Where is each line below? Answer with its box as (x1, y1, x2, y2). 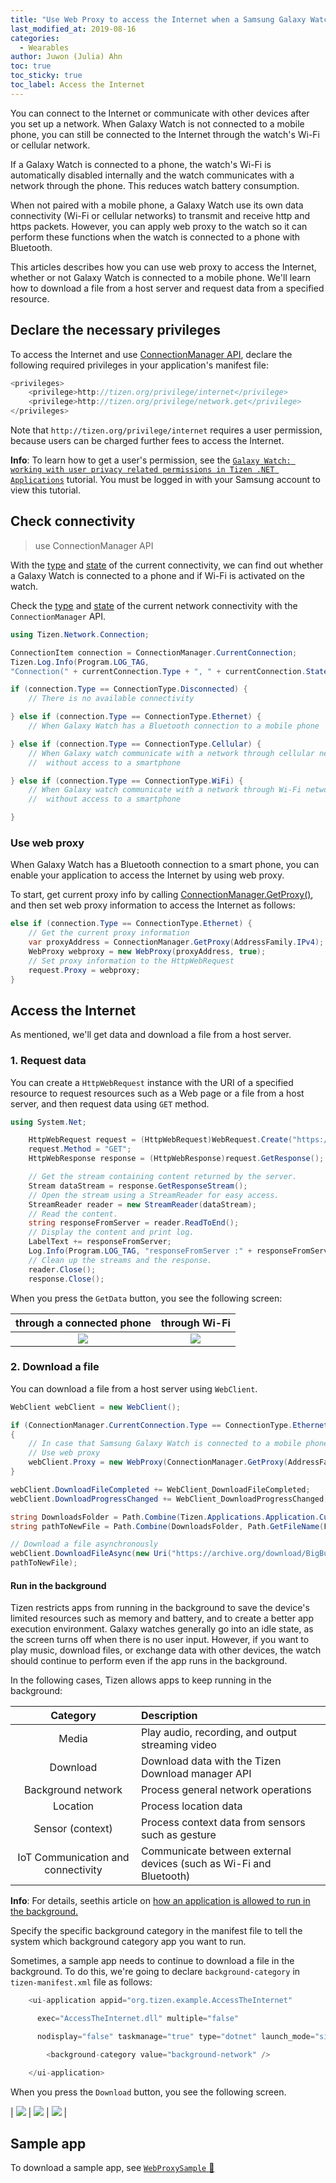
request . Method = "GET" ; (28, 1144, 132, 1155)
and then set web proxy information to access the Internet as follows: (10, 899, 296, 911)
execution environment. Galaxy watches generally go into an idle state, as (10, 1623, 314, 1635)
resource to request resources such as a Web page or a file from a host (10, 1087, 305, 1099)
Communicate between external (141, 1844, 292, 1858)
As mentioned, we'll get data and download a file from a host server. (10, 1029, 292, 1041)
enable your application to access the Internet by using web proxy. (10, 869, 285, 881)
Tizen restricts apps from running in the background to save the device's (10, 1602, 310, 1614)
